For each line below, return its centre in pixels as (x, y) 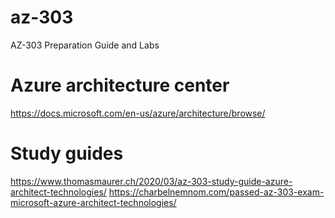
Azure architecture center (120, 85)
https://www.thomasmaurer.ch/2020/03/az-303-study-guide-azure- (151, 181)
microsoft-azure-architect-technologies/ (93, 202)
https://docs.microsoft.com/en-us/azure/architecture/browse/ (138, 113)
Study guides (67, 153)
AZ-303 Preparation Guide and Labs (85, 45)
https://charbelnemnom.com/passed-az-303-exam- (216, 192)
